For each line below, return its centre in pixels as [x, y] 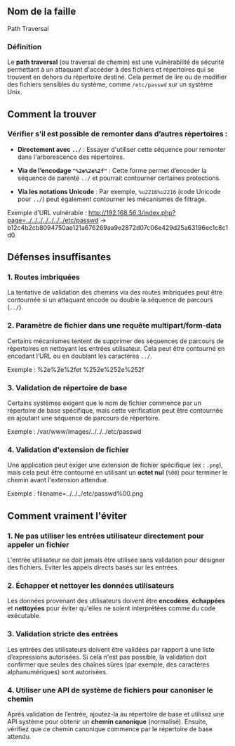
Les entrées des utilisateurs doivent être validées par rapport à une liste [111, 649]
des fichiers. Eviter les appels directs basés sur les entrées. [93, 567]
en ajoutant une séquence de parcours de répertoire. [84, 418]
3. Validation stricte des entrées [63, 634]
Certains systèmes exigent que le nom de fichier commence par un [105, 403]
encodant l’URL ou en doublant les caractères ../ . [80, 356]
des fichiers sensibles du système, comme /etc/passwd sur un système [110, 84]
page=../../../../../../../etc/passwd [53, 220]
